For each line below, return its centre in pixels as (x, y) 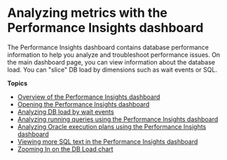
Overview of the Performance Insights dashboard (89, 97)
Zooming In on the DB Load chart (65, 149)
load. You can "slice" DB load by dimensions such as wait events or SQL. (112, 69)
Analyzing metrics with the (88, 13)
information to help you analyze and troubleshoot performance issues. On (114, 55)
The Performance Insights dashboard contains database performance (108, 47)
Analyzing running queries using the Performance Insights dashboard (118, 119)
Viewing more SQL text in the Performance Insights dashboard (108, 141)
